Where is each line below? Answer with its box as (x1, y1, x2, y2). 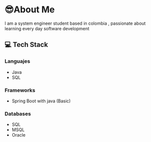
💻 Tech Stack (4, 41, 48, 49)
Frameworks (4, 87, 36, 94)
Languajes (4, 58, 31, 65)
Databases (4, 110, 31, 117)
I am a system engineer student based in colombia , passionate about (4, 20, 146, 26)
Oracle (11, 132, 26, 138)
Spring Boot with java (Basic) (11, 98, 71, 104)
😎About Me (4, 4, 55, 15)
